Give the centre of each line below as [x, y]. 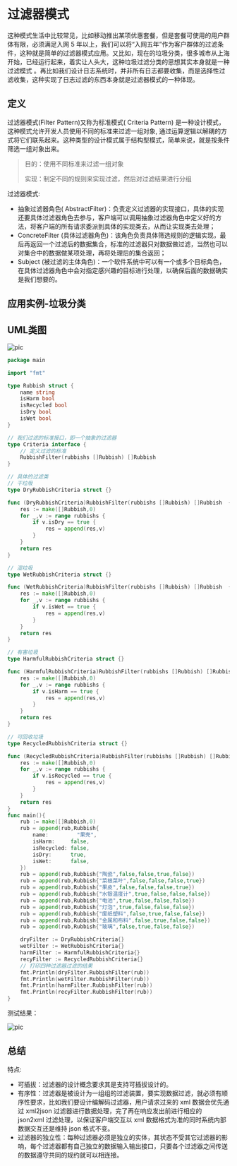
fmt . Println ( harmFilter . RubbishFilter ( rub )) [86, 985]
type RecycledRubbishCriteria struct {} [68, 743]
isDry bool [36, 412]
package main [26, 360]
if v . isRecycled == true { [72, 776]
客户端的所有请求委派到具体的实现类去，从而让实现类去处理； [126, 226]
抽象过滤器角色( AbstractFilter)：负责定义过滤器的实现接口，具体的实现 [121, 208]
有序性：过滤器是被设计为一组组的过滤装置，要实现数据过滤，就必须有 [120, 1093]
